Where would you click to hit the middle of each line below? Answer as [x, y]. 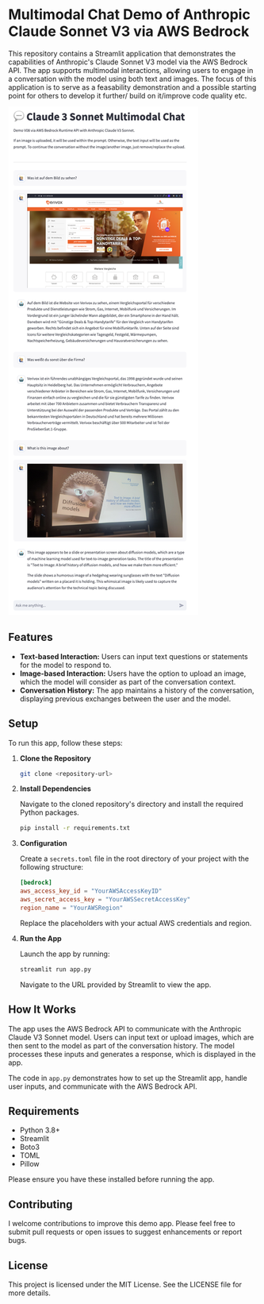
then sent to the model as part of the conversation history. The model [122, 1045]
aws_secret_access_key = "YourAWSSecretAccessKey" [105, 900]
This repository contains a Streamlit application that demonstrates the [122, 53]
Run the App [40, 938]
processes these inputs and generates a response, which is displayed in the [132, 1054]
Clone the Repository [55, 758]
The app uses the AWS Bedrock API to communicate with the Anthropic [125, 1028]
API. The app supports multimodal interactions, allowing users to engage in [131, 70]
